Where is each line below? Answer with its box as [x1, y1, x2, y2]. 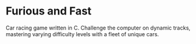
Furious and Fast [5, 4, 92, 18]
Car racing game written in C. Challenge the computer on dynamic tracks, [5, 24, 191, 31]
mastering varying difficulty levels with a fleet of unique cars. [5, 30, 159, 37]
